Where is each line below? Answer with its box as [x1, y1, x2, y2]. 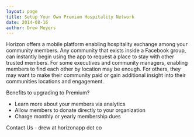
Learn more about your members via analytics [14, 100, 126, 108]
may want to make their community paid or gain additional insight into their [6, 72, 186, 79]
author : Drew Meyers [6, 24, 57, 31]
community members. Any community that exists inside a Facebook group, [6, 47, 186, 54]
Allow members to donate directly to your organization [14, 107, 146, 114]
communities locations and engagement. [6, 78, 104, 85]
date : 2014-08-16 [6, 19, 49, 25]
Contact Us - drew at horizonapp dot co [6, 124, 102, 131]
